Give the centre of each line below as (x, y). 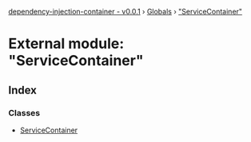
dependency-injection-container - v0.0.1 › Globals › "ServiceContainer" (125, 12)
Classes (24, 112)
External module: (66, 44)
